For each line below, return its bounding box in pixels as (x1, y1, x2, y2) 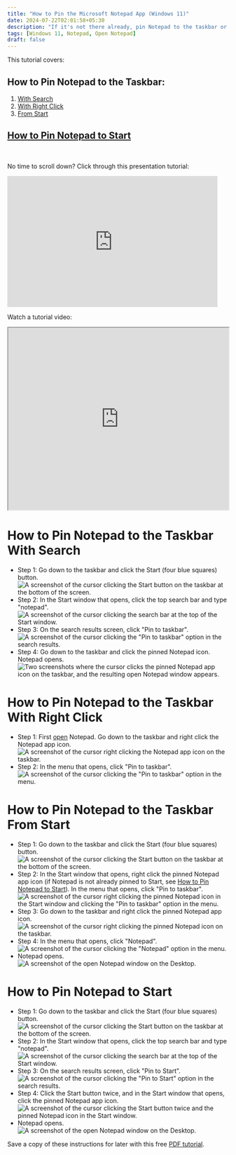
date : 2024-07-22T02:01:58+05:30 (7, 17, 105, 24)
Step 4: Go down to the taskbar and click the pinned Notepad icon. (17, 647, 211, 656)
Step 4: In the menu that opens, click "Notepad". (17, 937, 158, 945)
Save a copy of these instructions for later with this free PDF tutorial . (7, 1140, 204, 1148)
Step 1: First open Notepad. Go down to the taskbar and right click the (17, 732, 219, 741)
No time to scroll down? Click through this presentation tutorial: (7, 162, 190, 170)
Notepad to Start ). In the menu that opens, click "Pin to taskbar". (17, 884, 203, 893)
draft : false (7, 36, 46, 43)
